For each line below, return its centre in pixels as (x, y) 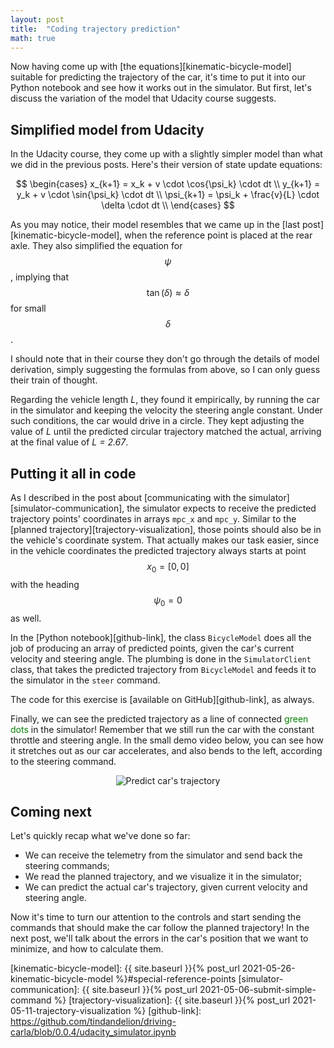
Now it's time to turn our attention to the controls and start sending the (156, 917)
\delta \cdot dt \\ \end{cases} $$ (168, 205)
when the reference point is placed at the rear (218, 235)
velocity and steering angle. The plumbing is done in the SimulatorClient (161, 658)
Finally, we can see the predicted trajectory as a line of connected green (159, 718)
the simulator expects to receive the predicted (221, 508)
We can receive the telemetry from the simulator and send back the (163, 855)
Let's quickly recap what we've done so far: (100, 836)
